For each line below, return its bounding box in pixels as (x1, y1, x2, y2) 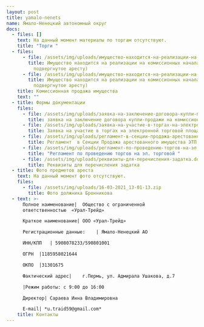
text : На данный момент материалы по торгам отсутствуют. (17, 37, 167, 43)
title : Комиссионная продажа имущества (17, 88, 118, 94)
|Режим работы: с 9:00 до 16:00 (22, 284, 104, 290)
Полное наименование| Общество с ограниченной (22, 202, 146, 208)
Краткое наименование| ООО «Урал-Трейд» (22, 218, 126, 224)
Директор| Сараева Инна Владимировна (22, 295, 118, 301)
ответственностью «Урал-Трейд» (22, 207, 104, 213)
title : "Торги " (17, 43, 59, 49)
